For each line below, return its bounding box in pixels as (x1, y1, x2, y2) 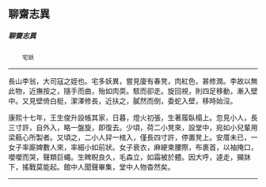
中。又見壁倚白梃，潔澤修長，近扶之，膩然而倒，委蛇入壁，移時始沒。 (8, 96, 237, 106)
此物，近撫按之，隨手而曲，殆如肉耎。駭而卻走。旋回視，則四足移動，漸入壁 (8, 86, 258, 96)
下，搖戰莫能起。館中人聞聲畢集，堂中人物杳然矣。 (8, 163, 175, 172)
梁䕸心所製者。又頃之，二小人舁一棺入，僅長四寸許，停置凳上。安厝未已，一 (8, 133, 258, 142)
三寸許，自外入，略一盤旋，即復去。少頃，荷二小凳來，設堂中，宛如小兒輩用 (8, 123, 258, 133)
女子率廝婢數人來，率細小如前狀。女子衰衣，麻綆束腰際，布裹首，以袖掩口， (8, 143, 258, 152)
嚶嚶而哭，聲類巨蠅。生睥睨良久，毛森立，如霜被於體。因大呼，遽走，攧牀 (8, 152, 251, 162)
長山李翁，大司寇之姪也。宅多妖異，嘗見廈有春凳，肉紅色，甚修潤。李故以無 (8, 77, 258, 86)
